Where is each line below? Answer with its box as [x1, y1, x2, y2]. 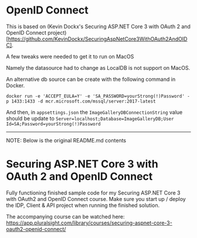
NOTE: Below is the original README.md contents [6, 137, 127, 144]
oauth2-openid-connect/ [6, 225, 66, 232]
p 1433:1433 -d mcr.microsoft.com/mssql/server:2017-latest [6, 98, 157, 104]
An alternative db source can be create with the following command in [6, 76, 176, 83]
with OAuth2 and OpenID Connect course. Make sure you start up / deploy [6, 195, 186, 202]
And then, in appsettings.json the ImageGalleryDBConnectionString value [6, 108, 183, 115]
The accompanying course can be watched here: [6, 213, 125, 220]
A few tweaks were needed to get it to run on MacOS [6, 53, 134, 60]
